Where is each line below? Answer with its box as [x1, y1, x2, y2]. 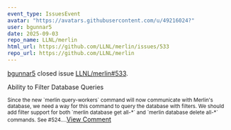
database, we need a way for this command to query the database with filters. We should [7, 102, 225, 110]
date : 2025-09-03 [7, 30, 59, 37]
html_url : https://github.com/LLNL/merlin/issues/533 [7, 43, 170, 50]
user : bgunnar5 [7, 23, 52, 30]
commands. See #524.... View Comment [7, 114, 112, 124]
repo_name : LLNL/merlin [7, 37, 78, 44]
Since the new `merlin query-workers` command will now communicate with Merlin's [7, 96, 214, 103]
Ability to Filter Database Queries [7, 83, 104, 91]
